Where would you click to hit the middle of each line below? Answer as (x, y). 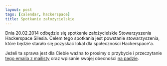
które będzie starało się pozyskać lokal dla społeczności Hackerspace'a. (80, 44)
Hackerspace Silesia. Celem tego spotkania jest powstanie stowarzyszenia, (83, 38)
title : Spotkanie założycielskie (40, 19)
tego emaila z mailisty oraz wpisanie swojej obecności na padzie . (72, 59)
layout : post (19, 10)
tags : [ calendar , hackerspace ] (38, 14)
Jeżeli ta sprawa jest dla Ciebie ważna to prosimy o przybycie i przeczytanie (83, 53)
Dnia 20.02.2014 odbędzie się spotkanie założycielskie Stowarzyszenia (78, 33)
